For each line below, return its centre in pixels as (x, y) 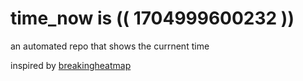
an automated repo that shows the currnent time (110, 46)
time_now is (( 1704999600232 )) (152, 18)
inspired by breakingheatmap (71, 65)
